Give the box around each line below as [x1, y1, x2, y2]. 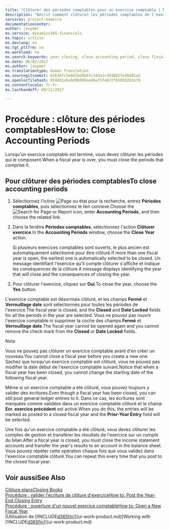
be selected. [5, 417, 31, 423]
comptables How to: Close [5, 124, 116, 135]
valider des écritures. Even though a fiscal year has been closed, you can [5, 390, 156, 396]
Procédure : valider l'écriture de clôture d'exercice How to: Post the [5, 492, 144, 498]
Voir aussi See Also [5, 473, 65, 482]
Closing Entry [14, 498, 43, 504]
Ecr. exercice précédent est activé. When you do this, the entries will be [5, 406, 154, 412]
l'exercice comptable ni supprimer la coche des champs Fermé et [5, 317, 141, 324]
